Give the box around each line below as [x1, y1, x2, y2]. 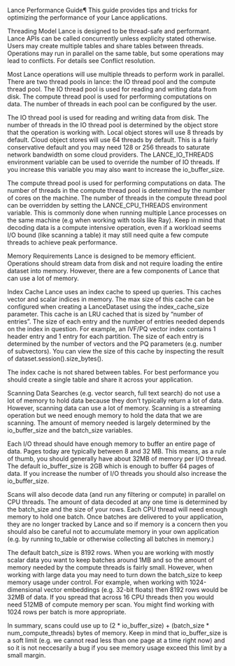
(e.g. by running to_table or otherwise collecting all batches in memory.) [7, 535, 215, 543]
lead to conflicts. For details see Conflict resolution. [7, 57, 156, 65]
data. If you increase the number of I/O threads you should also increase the [7, 470, 227, 477]
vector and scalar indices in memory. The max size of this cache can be [7, 295, 215, 303]
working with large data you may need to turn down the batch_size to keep [7, 571, 222, 579]
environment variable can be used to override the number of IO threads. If [7, 158, 220, 166]
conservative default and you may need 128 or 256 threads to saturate [7, 143, 211, 151]
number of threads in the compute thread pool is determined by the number [7, 187, 226, 194]
